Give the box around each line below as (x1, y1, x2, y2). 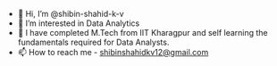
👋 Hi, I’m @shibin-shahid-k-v (17, 9, 124, 19)
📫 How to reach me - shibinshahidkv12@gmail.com (17, 47, 209, 57)
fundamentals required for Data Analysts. (17, 37, 170, 47)
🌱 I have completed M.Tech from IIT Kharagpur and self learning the (17, 28, 268, 37)
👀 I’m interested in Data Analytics (17, 18, 140, 29)
